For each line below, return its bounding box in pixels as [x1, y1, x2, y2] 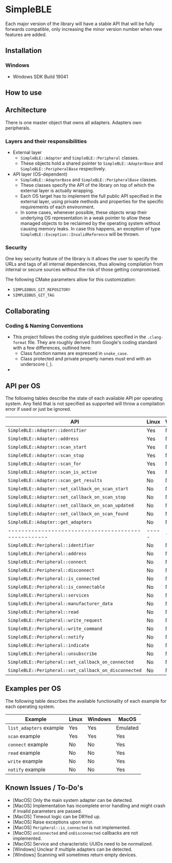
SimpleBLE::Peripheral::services [8, 592, 90, 598]
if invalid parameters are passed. [12, 808, 82, 814]
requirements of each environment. [20, 204, 95, 210]
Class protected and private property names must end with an [20, 356, 152, 362]
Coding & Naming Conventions [5, 322, 83, 329]
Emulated [116, 724, 139, 731]
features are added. [5, 31, 47, 37]
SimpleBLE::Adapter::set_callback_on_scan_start [8, 486, 129, 491]
